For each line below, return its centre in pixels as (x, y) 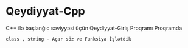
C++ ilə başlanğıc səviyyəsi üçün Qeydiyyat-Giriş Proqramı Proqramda (94, 28)
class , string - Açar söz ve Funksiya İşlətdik (68, 39)
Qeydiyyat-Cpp (46, 11)
